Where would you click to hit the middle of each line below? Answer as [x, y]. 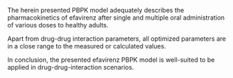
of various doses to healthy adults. [58, 25]
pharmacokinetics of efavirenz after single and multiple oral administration [116, 18]
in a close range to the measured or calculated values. [87, 46]
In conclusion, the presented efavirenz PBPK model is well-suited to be [111, 60]
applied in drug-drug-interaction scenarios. [71, 67]
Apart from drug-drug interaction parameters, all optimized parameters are [116, 39]
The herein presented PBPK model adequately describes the [96, 10]
